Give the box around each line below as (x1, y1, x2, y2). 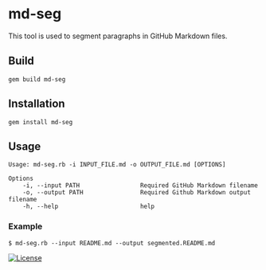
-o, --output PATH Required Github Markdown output (22, 189, 251, 197)
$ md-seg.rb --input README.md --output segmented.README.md (8, 239, 216, 247)
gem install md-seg (8, 118, 73, 126)
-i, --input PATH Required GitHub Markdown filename (22, 182, 259, 190)
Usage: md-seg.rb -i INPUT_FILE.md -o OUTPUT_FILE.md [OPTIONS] (8, 161, 226, 169)
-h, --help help (22, 202, 155, 211)
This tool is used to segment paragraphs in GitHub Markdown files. (8, 31, 228, 41)
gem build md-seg (8, 75, 66, 84)
